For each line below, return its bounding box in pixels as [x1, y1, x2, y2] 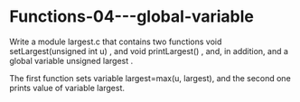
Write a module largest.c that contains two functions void [9, 36, 222, 47]
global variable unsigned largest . [9, 55, 134, 66]
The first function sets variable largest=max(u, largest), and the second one [9, 72, 291, 83]
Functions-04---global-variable [9, 6, 255, 27]
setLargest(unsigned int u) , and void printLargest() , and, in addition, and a [9, 45, 289, 56]
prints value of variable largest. [9, 82, 125, 93]
